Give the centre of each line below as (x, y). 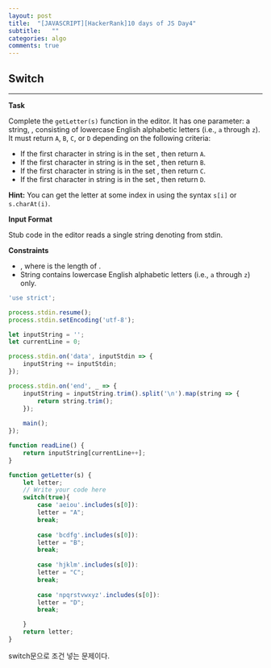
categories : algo (38, 38)
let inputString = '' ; (46, 334)
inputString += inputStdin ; (70, 364)
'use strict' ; (32, 298)
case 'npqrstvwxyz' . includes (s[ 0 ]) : (99, 595)
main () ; (35, 424)
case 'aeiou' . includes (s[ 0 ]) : (88, 505)
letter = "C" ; (61, 573)
